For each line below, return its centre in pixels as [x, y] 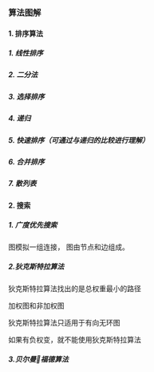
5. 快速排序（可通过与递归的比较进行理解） [79, 140]
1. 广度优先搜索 [33, 225]
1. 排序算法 [26, 33]
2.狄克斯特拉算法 [36, 267]
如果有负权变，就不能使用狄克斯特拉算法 [75, 339]
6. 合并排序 [27, 161]
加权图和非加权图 [36, 305]
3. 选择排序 [27, 96]
